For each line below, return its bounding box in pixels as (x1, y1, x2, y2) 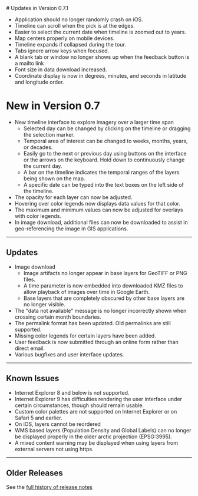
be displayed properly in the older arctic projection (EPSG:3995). (14, 433, 172, 440)
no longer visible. (23, 300, 66, 307)
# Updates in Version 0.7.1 (6, 5, 69, 11)
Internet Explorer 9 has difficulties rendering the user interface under (14, 395, 183, 402)
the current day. (23, 162, 62, 169)
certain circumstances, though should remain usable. (14, 402, 144, 409)
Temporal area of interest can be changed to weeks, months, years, (23, 137, 188, 144)
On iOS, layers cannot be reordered (14, 420, 101, 428)
